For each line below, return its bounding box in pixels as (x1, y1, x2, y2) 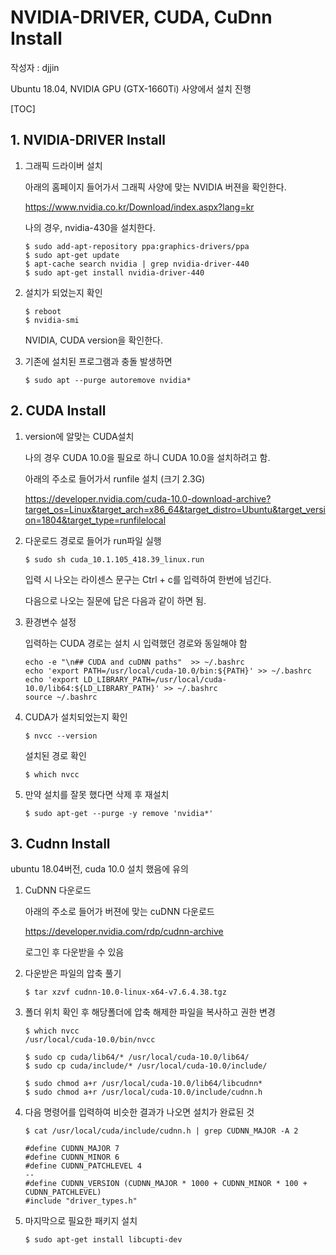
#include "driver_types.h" (24, 1196, 138, 1206)
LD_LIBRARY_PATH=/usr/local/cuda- (83, 674, 227, 685)
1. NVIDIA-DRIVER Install (10, 132, 166, 149)
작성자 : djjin (10, 61, 60, 73)
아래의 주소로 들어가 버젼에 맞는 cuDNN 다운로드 (24, 906, 215, 918)
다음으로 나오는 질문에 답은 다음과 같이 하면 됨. (24, 594, 207, 606)
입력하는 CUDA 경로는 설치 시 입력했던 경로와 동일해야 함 (24, 637, 248, 649)
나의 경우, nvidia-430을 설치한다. (24, 221, 156, 233)
